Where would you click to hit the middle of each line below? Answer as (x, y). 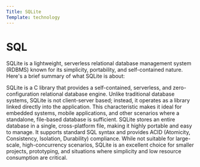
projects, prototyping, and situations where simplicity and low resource (94, 151)
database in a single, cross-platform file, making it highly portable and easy (99, 126)
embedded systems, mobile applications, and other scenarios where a (93, 113)
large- (183, 139)
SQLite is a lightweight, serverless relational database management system (99, 63)
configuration (23, 94)
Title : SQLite (24, 12)
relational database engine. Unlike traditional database (107, 94)
